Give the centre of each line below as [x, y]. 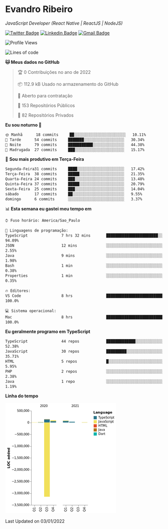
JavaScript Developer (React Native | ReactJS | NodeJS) [64, 23]
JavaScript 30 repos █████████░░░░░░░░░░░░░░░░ [84, 351]
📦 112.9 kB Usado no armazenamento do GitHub [68, 84]
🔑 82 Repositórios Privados [45, 115]
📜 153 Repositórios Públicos [46, 105]
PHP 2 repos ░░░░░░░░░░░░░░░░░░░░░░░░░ [84, 371]
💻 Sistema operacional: [31, 311]
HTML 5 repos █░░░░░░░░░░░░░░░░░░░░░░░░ [84, 361]
